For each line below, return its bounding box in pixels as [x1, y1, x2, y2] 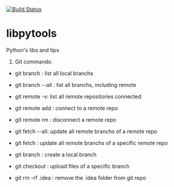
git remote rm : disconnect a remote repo [14, 116, 117, 123]
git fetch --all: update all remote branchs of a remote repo [14, 128, 157, 135]
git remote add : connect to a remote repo [14, 104, 118, 111]
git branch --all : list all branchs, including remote [14, 81, 136, 88]
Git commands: [14, 58, 53, 65]
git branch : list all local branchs [14, 70, 94, 77]
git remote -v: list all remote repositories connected [14, 93, 142, 100]
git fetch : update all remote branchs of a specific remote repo [14, 139, 169, 146]
